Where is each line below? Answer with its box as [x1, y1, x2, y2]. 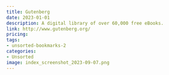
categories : [6, 48, 36, 54]
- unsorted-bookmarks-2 [6, 43, 67, 49]
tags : [6, 37, 20, 43]
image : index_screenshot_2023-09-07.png [6, 59, 110, 65]
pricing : [6, 31, 28, 37]
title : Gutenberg [6, 8, 50, 15]
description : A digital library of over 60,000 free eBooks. [6, 20, 164, 26]
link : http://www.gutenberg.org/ [6, 25, 91, 32]
